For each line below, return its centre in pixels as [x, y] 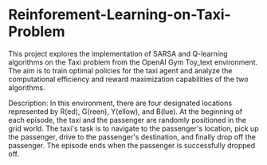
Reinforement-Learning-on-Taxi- [120, 15]
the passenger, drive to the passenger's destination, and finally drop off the [132, 136]
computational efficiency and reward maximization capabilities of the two [128, 79]
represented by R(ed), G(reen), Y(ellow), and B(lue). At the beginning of [126, 111]
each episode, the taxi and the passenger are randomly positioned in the [128, 120]
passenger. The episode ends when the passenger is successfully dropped [132, 145]
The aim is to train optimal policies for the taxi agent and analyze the [120, 70]
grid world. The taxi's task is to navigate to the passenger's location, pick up [133, 128]
